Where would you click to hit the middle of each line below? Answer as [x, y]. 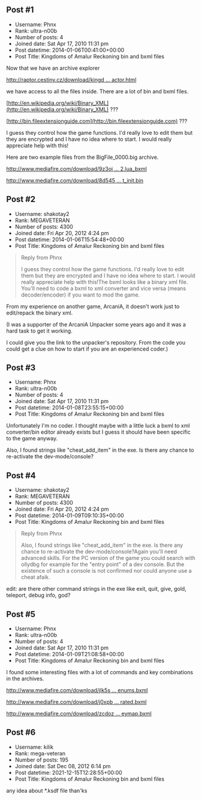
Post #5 [21, 614]
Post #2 [21, 199]
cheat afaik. [35, 577]
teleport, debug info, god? [38, 595]
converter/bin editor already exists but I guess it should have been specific [98, 432]
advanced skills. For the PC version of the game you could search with [108, 558]
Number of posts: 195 [42, 760]
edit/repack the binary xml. [40, 313]
